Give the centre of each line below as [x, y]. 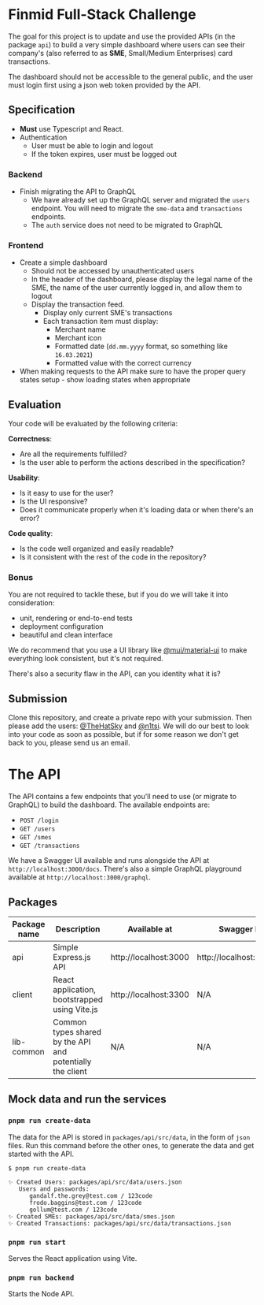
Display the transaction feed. [78, 304]
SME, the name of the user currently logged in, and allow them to [136, 288]
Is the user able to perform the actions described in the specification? [132, 463]
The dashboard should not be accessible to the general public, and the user [131, 76]
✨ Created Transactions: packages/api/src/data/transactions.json [120, 1223]
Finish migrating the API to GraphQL [77, 191]
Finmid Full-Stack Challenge [102, 15]
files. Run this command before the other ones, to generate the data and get [131, 1145]
